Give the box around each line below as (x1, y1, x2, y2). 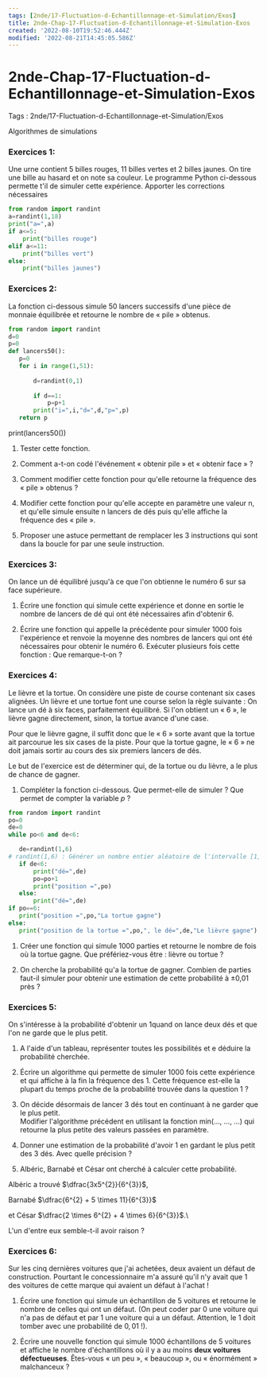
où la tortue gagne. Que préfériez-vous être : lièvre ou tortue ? (19, 949, 224, 959)
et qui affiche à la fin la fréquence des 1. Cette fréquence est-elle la (19, 1075, 241, 1085)
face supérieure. (8, 585, 62, 595)
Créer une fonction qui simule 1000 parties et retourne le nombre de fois (19, 941, 257, 950)
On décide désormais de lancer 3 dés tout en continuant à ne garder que (19, 1099, 259, 1109)
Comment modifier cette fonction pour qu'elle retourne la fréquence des (19, 475, 257, 484)
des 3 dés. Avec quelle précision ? (19, 1148, 133, 1158)
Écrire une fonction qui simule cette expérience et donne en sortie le (19, 601, 245, 611)
